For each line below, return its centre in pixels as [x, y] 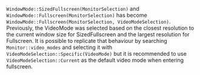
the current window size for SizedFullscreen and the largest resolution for [98, 34]
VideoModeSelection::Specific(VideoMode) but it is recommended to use [96, 54]
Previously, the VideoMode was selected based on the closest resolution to [100, 28]
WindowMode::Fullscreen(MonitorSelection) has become [77, 15]
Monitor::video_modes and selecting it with [59, 47]
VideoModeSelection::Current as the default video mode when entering [95, 60]
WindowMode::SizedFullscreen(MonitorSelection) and [73, 9]
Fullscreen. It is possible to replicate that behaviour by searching [87, 41]
